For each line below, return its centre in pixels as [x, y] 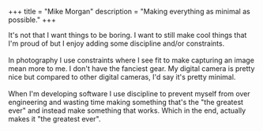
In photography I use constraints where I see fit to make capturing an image [131, 60]
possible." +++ [32, 20]
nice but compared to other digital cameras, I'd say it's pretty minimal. [122, 77]
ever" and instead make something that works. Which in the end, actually [127, 110]
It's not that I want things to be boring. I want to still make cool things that [128, 35]
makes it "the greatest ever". [54, 119]
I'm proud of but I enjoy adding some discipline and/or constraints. [116, 43]
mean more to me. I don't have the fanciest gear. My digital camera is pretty [131, 69]
